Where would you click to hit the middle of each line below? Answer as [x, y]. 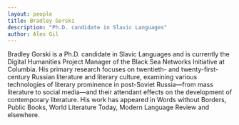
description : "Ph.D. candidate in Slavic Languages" [87, 27]
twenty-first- [200, 69]
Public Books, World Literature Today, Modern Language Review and [108, 107]
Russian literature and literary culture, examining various [115, 77]
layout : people [30, 14]
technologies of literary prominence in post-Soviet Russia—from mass [111, 85]
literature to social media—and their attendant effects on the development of [120, 92]
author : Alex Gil [33, 34]
